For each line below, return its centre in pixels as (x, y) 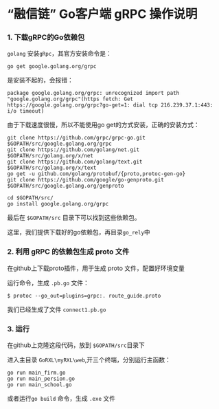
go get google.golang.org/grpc (52, 67)
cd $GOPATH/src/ (30, 198)
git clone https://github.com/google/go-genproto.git (86, 180)
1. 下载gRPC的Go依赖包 (46, 37)
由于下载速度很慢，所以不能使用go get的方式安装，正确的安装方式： (104, 125)
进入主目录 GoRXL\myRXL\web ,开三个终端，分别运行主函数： (89, 360)
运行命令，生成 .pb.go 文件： (48, 283)
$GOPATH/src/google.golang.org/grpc (59, 144)
